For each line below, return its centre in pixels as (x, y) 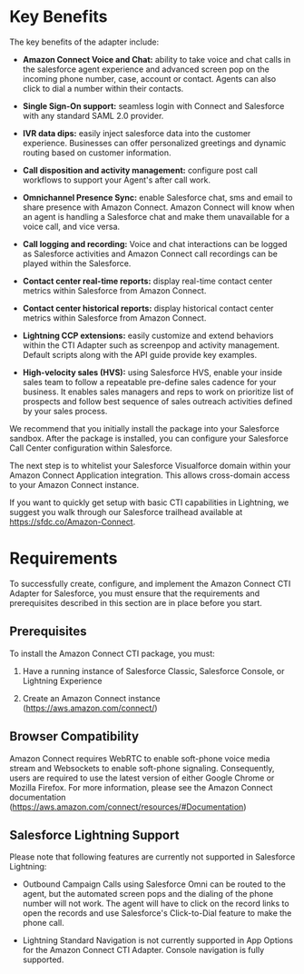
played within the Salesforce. (77, 263)
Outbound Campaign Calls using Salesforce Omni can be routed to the (154, 884)
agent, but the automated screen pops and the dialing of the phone (148, 894)
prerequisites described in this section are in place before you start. (136, 602)
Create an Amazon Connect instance (91, 698)
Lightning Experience (62, 681)
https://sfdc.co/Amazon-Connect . (73, 522)
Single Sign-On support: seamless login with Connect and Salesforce (153, 105)
